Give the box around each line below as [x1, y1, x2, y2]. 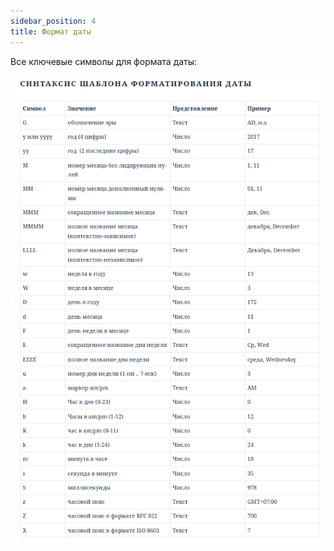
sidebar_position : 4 [10, 16, 97, 26]
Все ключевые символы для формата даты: [10, 55, 198, 67]
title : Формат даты [10, 26, 92, 37]
